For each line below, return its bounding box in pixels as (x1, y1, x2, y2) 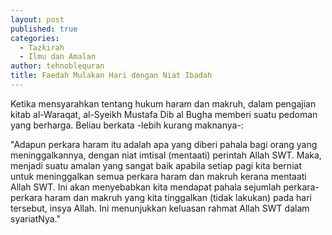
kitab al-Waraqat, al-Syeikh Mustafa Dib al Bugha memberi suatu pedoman (10, 108, 318, 120)
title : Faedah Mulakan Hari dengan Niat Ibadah (10, 71, 213, 81)
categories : (10, 33, 60, 43)
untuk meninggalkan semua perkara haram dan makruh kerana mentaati (10, 170, 307, 182)
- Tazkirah (19, 42, 65, 53)
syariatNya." (10, 212, 61, 225)
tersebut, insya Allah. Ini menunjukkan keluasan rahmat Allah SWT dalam (10, 202, 310, 214)
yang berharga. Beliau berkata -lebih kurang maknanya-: (10, 119, 244, 131)
